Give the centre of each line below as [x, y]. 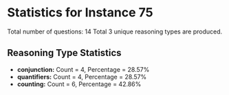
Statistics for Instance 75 [80, 13]
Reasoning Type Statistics [64, 53]
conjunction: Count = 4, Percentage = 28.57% [83, 69]
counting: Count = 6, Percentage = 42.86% [79, 84]
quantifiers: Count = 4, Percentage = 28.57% [82, 77]
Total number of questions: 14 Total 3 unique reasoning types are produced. [115, 31]
